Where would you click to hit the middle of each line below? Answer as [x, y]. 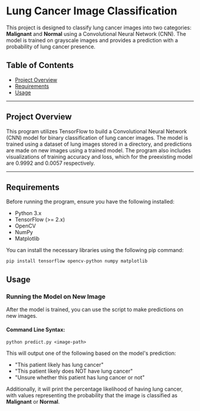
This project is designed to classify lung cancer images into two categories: [99, 27]
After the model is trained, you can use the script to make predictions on [95, 309]
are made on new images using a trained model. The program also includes [99, 150]
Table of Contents [40, 65]
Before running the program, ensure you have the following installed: [90, 202]
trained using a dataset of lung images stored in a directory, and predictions [99, 144]
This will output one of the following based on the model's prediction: [91, 353]
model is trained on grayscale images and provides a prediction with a [92, 40]
